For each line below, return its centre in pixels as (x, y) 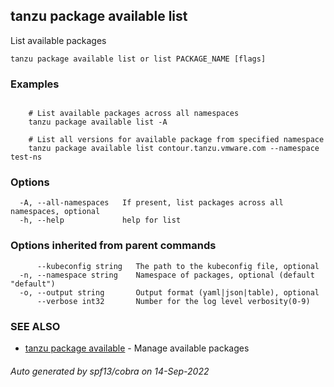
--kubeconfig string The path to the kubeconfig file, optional (178, 266)
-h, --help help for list (100, 220)
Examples (35, 84)
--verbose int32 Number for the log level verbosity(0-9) (173, 301)
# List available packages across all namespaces (134, 114)
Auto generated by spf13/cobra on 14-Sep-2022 (110, 371)
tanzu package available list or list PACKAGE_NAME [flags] (138, 59)
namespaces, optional (55, 212)
